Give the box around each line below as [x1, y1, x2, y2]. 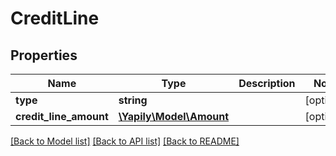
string [118, 93, 148, 107]
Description [238, 77, 296, 90]
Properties [10, 47, 78, 64]
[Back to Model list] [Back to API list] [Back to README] [10, 135, 240, 147]
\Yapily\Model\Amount [118, 110, 230, 123]
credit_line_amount [15, 110, 109, 123]
